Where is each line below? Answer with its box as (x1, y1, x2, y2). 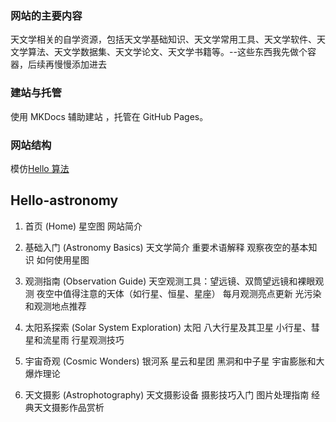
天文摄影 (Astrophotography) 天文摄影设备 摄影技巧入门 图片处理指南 (24, 388, 310, 401)
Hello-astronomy (10, 192, 119, 209)
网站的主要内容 (10, 8, 83, 22)
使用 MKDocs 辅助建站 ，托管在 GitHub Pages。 (10, 110, 209, 122)
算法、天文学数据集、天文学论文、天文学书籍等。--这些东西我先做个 (27, 46, 308, 58)
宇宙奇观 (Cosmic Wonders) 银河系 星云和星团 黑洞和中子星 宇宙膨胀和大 (24, 355, 325, 367)
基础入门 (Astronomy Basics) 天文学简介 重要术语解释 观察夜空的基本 (24, 241, 309, 253)
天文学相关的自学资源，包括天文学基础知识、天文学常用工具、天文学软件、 (10, 33, 317, 46)
